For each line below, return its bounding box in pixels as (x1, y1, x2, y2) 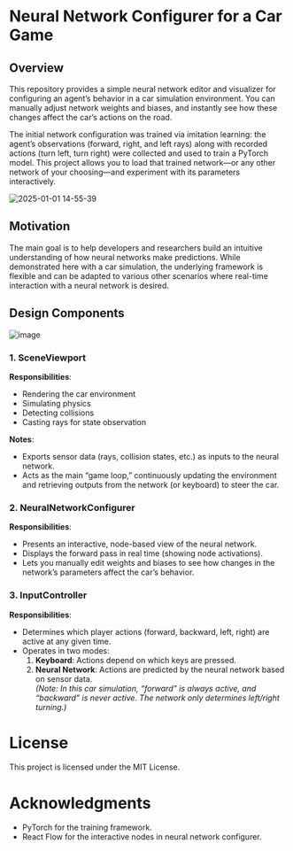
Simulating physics (21, 398, 91, 408)
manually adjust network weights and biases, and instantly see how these (9, 103, 278, 112)
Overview (9, 60, 65, 75)
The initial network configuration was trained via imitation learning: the (9, 129, 266, 139)
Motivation (9, 219, 71, 234)
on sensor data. (35, 673, 93, 684)
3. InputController (9, 589, 88, 601)
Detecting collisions (21, 407, 95, 418)
